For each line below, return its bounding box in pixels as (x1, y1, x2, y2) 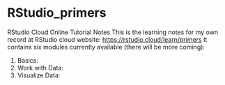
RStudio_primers (7, 5, 107, 21)
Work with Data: (17, 63, 64, 72)
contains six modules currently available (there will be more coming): (7, 42, 205, 51)
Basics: (17, 56, 39, 64)
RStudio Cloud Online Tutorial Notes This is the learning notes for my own (7, 28, 218, 36)
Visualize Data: (17, 71, 61, 79)
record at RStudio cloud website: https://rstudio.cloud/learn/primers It (7, 35, 208, 43)
